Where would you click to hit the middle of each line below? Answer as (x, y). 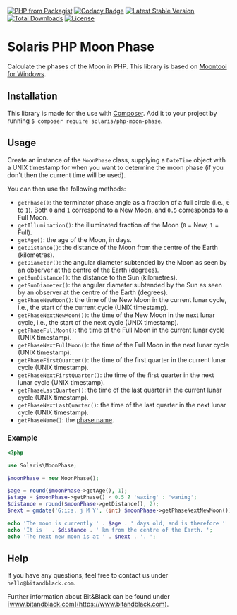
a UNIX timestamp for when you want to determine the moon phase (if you (115, 167)
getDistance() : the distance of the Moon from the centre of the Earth (118, 247)
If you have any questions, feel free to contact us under (88, 575)
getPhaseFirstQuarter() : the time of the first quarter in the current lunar (122, 359)
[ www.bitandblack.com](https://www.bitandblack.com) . (88, 604)
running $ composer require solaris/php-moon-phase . (85, 121)
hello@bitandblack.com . (42, 583)
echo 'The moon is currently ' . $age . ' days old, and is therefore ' (116, 523)
